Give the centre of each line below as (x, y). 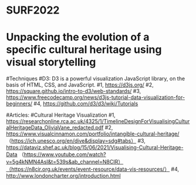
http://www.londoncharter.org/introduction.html (64, 176)
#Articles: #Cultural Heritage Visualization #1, (61, 115)
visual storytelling (51, 62)
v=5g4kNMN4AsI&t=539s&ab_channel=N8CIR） (65, 162)
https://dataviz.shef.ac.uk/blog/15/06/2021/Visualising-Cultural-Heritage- (95, 147)
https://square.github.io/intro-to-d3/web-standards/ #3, (74, 91)
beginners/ (19, 104)
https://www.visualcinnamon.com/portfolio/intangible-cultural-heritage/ (93, 134)
